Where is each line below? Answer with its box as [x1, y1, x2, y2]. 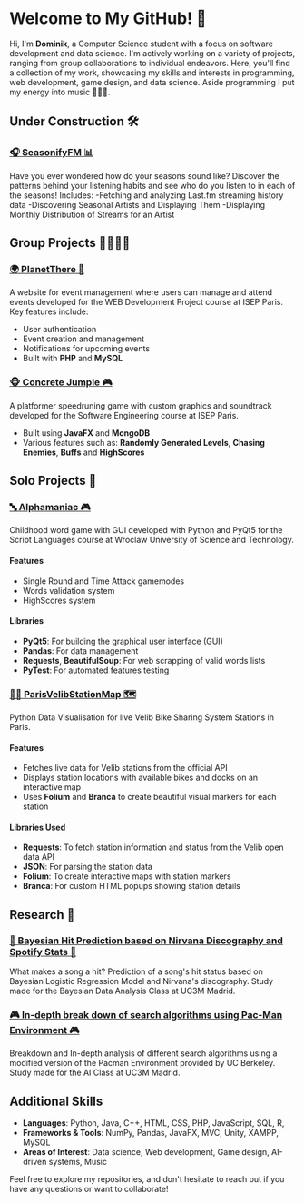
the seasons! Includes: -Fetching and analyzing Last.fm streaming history [9, 190, 284, 201]
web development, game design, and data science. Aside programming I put [9, 76, 295, 87]
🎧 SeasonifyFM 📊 [9, 146, 93, 159]
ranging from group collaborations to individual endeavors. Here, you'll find [9, 57, 290, 68]
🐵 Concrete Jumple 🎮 [9, 376, 113, 389]
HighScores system [22, 595, 96, 606]
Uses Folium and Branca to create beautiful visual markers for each [22, 792, 277, 803]
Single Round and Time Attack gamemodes [22, 576, 184, 587]
